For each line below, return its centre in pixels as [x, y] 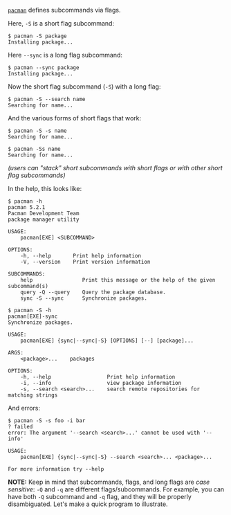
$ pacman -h [25, 201]
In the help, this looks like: [45, 189]
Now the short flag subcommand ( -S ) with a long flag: [84, 87]
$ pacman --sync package [44, 68]
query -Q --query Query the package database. [93, 292]
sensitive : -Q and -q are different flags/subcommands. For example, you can [116, 489]
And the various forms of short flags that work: [75, 118]
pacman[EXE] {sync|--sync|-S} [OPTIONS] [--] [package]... [107, 341]
